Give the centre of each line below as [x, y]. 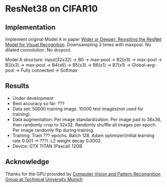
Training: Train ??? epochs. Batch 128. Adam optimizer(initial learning [83, 135]
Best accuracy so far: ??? [38, 103]
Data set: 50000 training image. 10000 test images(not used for [78, 109]
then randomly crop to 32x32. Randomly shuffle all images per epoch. [84, 125]
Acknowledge [27, 162]
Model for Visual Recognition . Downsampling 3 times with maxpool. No [78, 45]
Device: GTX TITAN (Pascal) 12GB [47, 146]
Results [17, 86]
